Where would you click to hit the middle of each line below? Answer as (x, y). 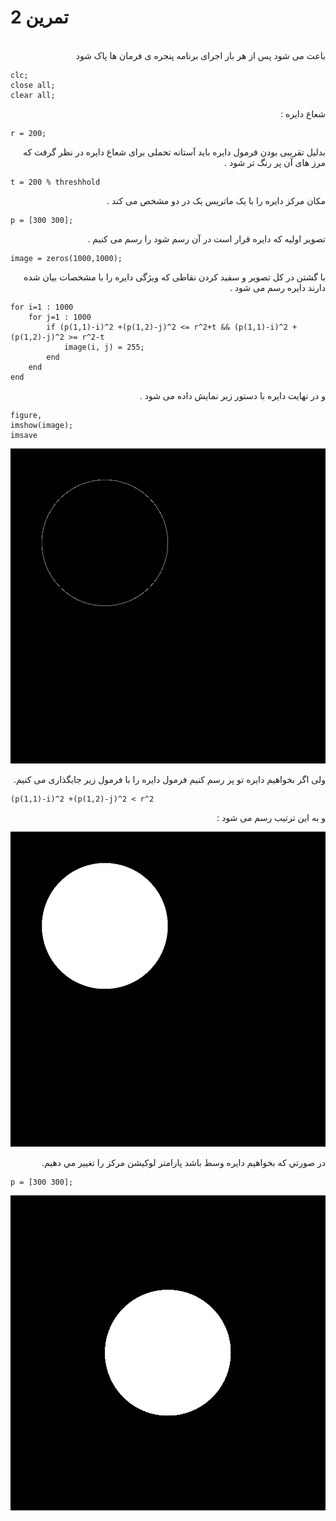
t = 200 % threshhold (55, 182)
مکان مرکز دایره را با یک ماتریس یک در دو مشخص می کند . (216, 200)
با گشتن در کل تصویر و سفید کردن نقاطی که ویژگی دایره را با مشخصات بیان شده (174, 277)
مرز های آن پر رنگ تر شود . (275, 162)
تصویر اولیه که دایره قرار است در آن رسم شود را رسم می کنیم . (206, 238)
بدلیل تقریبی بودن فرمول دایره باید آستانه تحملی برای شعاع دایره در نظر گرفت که (174, 152)
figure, (26, 415)
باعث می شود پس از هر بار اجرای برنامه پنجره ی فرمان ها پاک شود (200, 55)
